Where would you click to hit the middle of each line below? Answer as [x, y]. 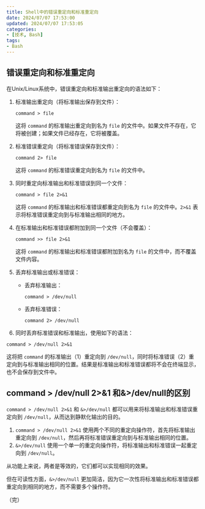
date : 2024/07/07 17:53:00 [41, 18]
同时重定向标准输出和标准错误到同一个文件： [72, 183]
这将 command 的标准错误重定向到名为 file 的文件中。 [82, 170]
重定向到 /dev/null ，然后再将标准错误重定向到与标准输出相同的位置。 [103, 437]
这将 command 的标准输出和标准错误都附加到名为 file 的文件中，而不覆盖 [106, 251]
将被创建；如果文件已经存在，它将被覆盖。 [69, 133]
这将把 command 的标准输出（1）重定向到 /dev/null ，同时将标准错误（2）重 [100, 356]
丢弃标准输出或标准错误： [47, 272]
